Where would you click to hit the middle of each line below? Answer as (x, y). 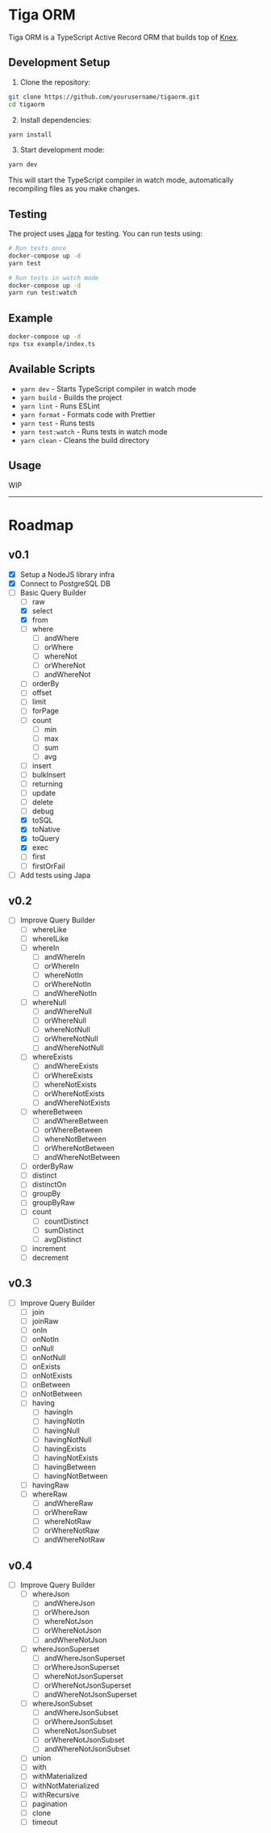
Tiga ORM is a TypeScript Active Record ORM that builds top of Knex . (124, 37)
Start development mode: (62, 150)
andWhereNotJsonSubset (87, 1749)
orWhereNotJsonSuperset (88, 1685)
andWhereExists (71, 1066)
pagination (50, 1804)
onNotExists (52, 1376)
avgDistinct (63, 1239)
